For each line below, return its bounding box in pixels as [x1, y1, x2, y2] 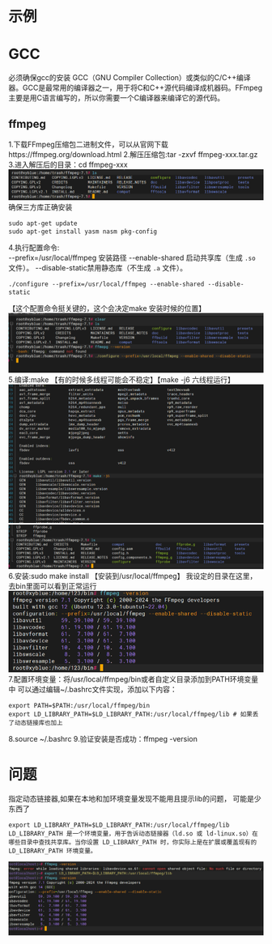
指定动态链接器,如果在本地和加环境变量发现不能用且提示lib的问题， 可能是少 [8, 794, 261, 804]
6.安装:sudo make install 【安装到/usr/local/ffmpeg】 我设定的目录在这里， [8, 572, 257, 581]
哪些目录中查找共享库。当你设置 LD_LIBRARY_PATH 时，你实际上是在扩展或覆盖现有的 [8, 839, 257, 847]
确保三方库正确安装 [8, 202, 73, 211]
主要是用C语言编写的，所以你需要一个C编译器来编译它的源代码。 [8, 93, 225, 103]
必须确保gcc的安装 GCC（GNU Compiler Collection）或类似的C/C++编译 [8, 73, 251, 83]
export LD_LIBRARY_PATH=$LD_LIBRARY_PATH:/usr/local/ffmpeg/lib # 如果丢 [8, 710, 259, 719]
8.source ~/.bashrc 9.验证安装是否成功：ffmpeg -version [8, 734, 198, 744]
